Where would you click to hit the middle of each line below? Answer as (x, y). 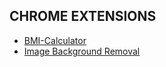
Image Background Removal (82, 51)
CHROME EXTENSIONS (83, 16)
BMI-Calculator (55, 40)
